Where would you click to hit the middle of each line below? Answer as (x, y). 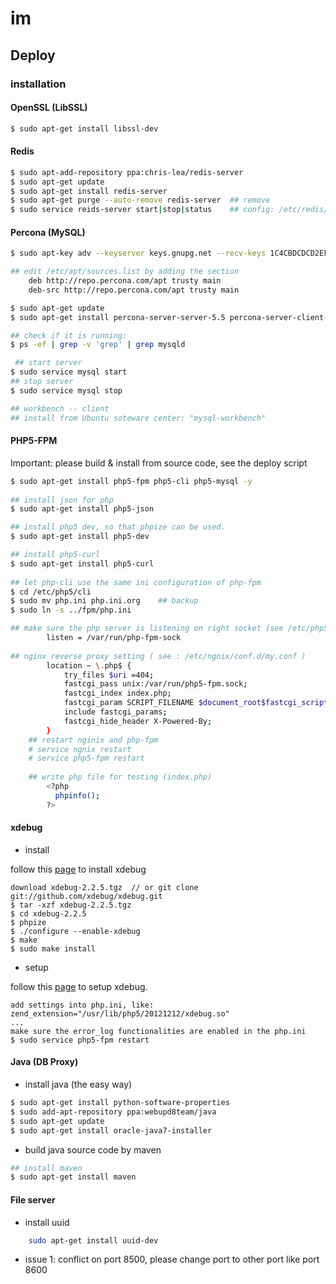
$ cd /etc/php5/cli (51, 592)
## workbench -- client (60, 408)
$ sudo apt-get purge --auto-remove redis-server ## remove (140, 200)
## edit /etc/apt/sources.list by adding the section (125, 272)
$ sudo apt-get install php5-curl (82, 563)
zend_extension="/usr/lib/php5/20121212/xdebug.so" (120, 1013)
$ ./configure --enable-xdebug (75, 931)
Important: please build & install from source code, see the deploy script (159, 463)
